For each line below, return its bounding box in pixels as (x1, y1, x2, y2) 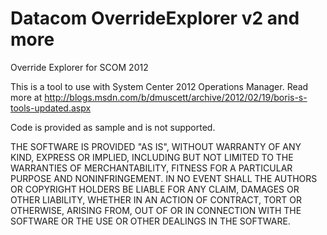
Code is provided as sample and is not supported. (10, 121, 216, 133)
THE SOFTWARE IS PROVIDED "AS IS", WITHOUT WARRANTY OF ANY (10, 140, 302, 152)
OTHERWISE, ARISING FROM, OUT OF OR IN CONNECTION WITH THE (10, 204, 302, 216)
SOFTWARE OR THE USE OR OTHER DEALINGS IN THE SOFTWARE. (10, 215, 291, 227)
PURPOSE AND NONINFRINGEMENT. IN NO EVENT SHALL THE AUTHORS (10, 172, 318, 184)
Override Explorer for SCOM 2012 (10, 61, 149, 73)
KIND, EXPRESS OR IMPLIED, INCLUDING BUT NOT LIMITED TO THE (10, 151, 294, 163)
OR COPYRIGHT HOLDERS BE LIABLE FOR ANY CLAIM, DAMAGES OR (10, 183, 300, 195)
